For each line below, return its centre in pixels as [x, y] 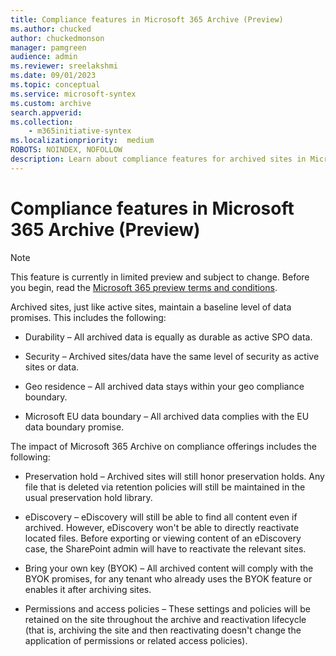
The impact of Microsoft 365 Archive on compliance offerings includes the [163, 446]
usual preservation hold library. [88, 497]
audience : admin [44, 57]
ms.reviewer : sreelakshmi [64, 66]
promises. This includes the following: [88, 317]
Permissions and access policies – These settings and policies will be [167, 608]
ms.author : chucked [51, 29]
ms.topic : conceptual [55, 85]
